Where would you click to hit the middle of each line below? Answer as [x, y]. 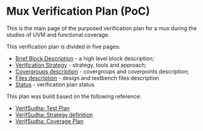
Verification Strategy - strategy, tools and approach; [81, 65]
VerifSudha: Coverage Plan [49, 121]
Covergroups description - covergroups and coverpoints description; [102, 71]
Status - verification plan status [55, 84]
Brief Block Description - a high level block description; [85, 58]
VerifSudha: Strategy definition [54, 114]
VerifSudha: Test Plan [42, 108]
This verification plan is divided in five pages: [63, 47]
